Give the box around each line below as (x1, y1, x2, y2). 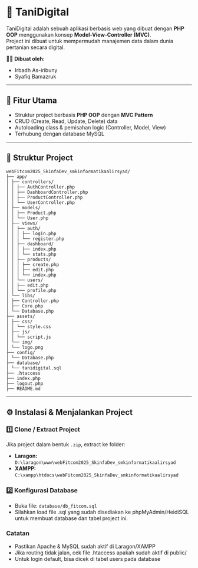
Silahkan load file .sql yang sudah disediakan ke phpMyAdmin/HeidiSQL (14, 508, 190, 515)
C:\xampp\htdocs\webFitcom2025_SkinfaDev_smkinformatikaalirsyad (14, 472, 179, 478)
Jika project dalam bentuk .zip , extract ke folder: (6, 441, 126, 448)
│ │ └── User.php (6, 215, 49, 221)
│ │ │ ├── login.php (6, 231, 57, 236)
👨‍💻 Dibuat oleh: (6, 55, 45, 62)
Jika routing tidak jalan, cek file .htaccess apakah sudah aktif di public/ (14, 549, 187, 556)
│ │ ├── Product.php (6, 210, 57, 216)
